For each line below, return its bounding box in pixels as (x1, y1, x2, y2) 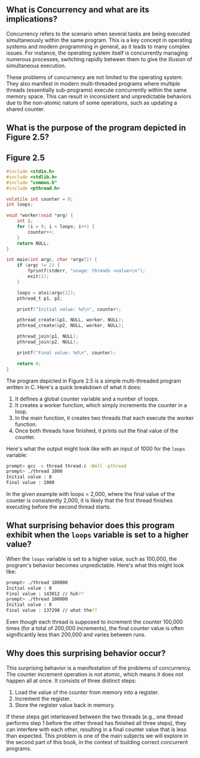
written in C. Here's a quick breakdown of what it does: (6, 383, 141, 390)
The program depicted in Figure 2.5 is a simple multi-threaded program (6, 377, 181, 384)
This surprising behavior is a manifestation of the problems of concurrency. (6, 664, 192, 671)
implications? (6, 14, 58, 25)
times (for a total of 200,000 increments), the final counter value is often (6, 625, 184, 632)
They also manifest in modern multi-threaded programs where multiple (6, 80, 180, 87)
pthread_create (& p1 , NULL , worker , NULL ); (17, 317, 124, 323)
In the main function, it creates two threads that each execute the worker (14, 414, 194, 422)
